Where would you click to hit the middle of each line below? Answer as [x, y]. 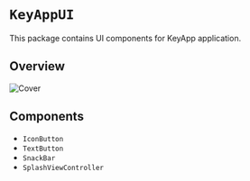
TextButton [43, 149]
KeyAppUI [42, 15]
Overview [37, 66]
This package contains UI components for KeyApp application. [125, 38]
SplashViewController [63, 167]
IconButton [43, 139]
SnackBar [39, 158]
